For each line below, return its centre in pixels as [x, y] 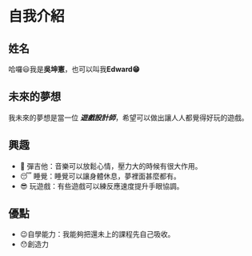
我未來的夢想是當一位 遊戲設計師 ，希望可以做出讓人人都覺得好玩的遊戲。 [128, 118]
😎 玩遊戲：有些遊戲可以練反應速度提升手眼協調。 [102, 186]
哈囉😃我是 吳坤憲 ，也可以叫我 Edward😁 [74, 69]
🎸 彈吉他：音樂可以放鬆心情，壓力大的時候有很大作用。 [111, 166]
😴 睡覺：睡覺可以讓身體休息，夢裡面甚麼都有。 [100, 176]
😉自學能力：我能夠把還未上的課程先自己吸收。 [97, 234]
